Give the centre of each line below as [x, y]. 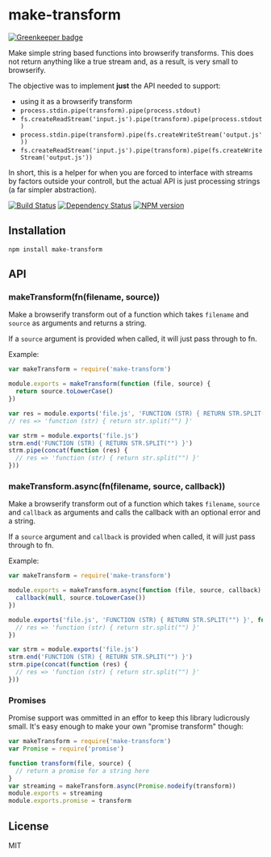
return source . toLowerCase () [65, 392]
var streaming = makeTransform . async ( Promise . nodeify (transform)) [122, 786]
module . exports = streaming [56, 793]
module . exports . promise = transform [70, 801]
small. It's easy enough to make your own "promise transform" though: [126, 727]
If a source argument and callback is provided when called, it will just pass [132, 537]
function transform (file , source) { [70, 763]
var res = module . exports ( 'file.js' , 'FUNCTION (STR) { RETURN [117, 414]
